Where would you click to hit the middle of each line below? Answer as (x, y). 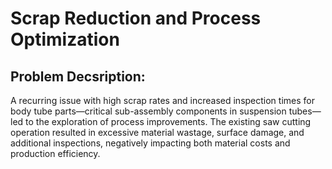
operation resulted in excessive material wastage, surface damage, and (157, 132)
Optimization (65, 39)
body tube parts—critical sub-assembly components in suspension (148, 111)
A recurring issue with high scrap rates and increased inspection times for (162, 100)
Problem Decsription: (78, 76)
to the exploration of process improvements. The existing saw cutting (168, 121)
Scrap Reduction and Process (136, 18)
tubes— (305, 111)
